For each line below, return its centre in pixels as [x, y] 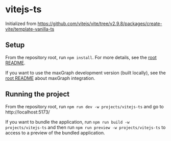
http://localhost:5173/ [28, 112]
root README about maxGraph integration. [50, 78]
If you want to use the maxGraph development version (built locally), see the [86, 73]
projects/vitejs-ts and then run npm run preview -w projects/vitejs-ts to [86, 127]
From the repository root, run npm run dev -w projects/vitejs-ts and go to [85, 106]
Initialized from [21, 24]
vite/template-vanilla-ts [30, 29]
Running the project [38, 94]
